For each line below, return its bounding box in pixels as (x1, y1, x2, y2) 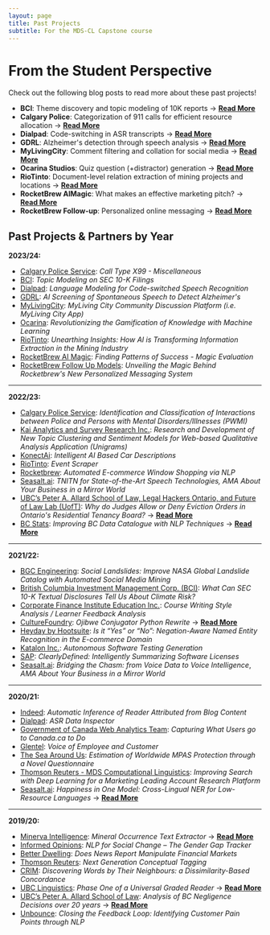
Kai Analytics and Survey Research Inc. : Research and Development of (19, 425, 255, 435)
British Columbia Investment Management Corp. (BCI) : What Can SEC (19, 583, 252, 593)
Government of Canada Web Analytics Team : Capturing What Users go (19, 725, 256, 735)
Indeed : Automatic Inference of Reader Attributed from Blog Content (19, 707, 247, 717)
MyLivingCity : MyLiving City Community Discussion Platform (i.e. (19, 301, 236, 311)
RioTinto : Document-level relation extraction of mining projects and (19, 172, 243, 182)
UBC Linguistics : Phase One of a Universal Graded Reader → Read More (19, 883, 262, 893)
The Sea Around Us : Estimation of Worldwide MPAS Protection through (19, 750, 256, 760)
